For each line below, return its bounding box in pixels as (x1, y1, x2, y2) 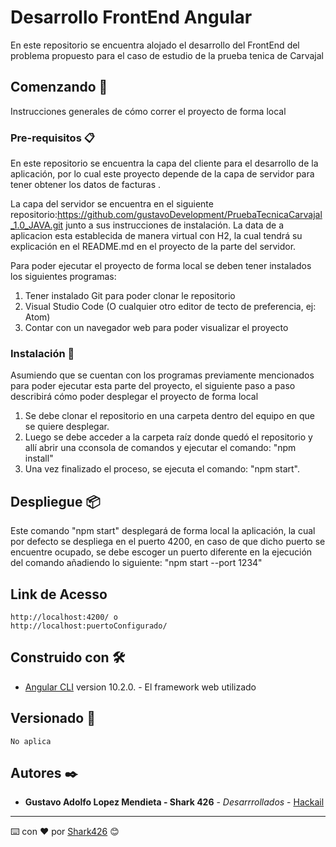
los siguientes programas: (10, 271, 117, 283)
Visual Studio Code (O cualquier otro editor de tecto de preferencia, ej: (24, 301, 317, 313)
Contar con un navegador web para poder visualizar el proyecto (24, 322, 289, 334)
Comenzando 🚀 (10, 79, 108, 96)
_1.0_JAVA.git (10, 219, 64, 231)
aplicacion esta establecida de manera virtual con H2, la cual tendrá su (10, 230, 303, 242)
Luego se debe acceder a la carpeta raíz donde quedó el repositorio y (24, 431, 313, 443)
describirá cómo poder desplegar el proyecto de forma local (10, 391, 259, 403)
